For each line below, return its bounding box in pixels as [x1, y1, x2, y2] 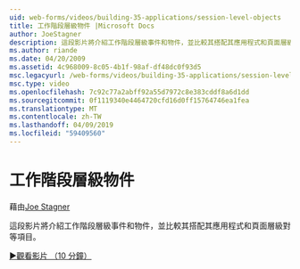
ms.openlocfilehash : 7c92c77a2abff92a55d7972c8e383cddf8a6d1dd [9, 87, 250, 96]
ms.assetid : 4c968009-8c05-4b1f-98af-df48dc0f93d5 [9, 63, 202, 72]
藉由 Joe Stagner [9, 201, 71, 212]
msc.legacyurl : [9, 71, 66, 80]
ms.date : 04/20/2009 [9, 54, 87, 63]
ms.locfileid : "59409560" [9, 129, 105, 138]
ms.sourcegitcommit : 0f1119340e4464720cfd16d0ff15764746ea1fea [9, 95, 250, 105]
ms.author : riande [9, 46, 78, 55]
